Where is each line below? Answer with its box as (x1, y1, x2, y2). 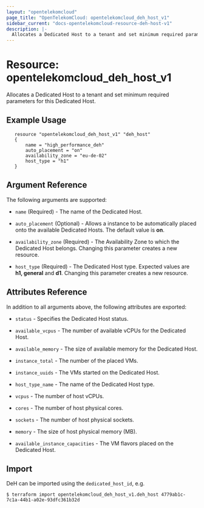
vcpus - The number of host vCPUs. (15, 392, 104, 399)
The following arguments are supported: (6, 196, 107, 203)
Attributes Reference (6, 287, 87, 298)
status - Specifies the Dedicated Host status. (15, 315, 129, 322)
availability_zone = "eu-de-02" (25, 152, 107, 159)
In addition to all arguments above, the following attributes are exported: (6, 303, 187, 310)
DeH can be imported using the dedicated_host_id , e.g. (6, 480, 145, 487)
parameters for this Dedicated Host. (6, 98, 96, 105)
